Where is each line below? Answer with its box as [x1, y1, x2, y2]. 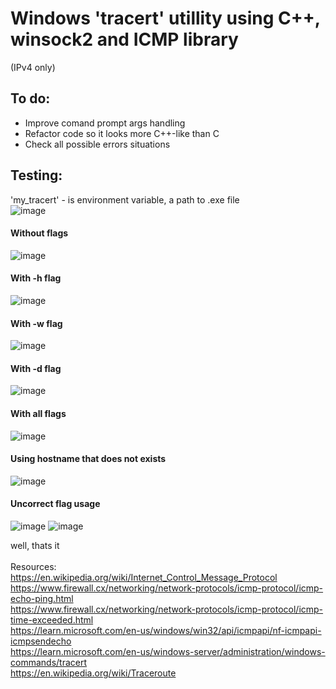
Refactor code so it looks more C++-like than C [24, 127, 220, 139]
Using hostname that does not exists [10, 453, 167, 465]
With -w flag [10, 317, 63, 329]
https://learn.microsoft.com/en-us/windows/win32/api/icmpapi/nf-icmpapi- [10, 624, 322, 636]
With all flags [10, 407, 67, 419]
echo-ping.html [10, 592, 74, 604]
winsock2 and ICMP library [10, 28, 239, 51]
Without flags [10, 227, 69, 239]
